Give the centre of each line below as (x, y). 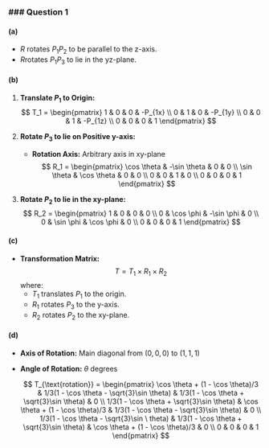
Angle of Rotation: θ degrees (69, 368)
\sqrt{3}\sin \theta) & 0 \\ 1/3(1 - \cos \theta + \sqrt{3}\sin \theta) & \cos (141, 401)
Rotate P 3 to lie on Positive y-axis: (77, 137)
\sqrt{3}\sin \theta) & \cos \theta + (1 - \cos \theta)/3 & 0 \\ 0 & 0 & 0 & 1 (141, 427)
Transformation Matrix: (60, 258)
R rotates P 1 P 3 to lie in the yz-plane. (78, 60)
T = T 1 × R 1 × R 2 (141, 272)
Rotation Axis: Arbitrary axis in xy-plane (99, 154)
